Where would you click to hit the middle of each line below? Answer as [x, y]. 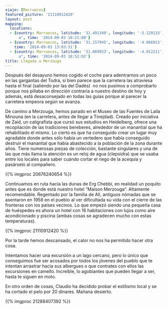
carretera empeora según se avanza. [43, 102]
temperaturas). [20, 221]
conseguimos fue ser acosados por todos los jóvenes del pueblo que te [79, 261]
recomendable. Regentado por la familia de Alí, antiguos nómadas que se [80, 194]
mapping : [14, 24]
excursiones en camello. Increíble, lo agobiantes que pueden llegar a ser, [80, 271]
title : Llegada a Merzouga [33, 61]
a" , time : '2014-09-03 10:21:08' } [54, 38]
